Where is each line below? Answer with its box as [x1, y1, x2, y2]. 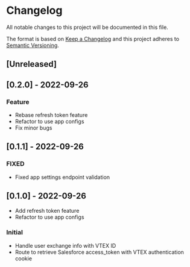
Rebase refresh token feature [14, 112, 88, 119]
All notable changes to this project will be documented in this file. [6, 24, 169, 31]
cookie [14, 254, 32, 262]
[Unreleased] [6, 59, 57, 69]
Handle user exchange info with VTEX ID [14, 242, 116, 249]
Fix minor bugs [14, 124, 52, 131]
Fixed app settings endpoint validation [14, 173, 110, 181]
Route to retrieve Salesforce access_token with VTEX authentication [14, 248, 184, 256]
